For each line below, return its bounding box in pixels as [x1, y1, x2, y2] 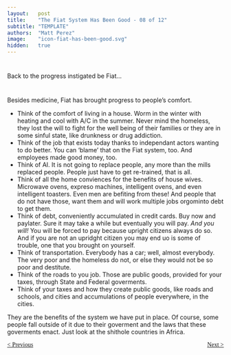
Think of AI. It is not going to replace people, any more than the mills [16, 161, 211, 169]
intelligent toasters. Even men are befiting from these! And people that [16, 190, 217, 199]
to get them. [16, 205, 52, 213]
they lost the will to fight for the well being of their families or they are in [16, 124, 221, 132]
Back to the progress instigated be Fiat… [7, 72, 122, 80]
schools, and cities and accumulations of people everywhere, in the [16, 292, 209, 301]
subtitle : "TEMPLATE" [7, 23, 69, 30]
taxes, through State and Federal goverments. [16, 278, 147, 286]
